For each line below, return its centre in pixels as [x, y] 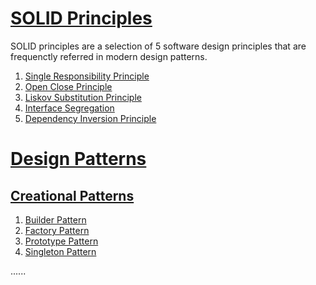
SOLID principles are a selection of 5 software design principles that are [158, 46]
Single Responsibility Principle [87, 76]
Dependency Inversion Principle [90, 118]
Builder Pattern [55, 219]
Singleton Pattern [60, 251]
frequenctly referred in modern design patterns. [109, 56]
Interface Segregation [69, 108]
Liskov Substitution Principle [83, 97]
